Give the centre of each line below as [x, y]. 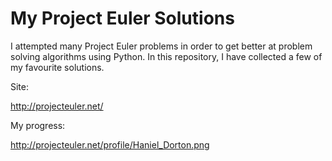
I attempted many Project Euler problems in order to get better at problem [161, 46]
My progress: [38, 125]
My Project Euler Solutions [122, 18]
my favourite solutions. [57, 67]
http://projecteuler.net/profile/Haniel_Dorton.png [110, 144]
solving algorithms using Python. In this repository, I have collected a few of [166, 56]
